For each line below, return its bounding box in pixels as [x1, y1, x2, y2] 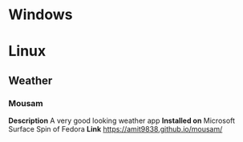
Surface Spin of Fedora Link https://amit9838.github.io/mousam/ [8, 124, 223, 134]
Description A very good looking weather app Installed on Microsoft [8, 116, 235, 125]
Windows [8, 6, 73, 24]
